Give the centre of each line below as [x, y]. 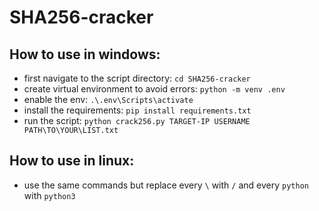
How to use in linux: [72, 161]
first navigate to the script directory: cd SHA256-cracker [137, 78]
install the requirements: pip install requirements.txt [137, 110]
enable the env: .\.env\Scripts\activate [108, 99]
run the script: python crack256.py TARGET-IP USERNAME [137, 120]
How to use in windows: [85, 54]
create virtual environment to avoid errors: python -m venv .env [154, 89]
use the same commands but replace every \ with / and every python [166, 185]
